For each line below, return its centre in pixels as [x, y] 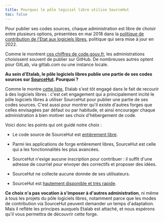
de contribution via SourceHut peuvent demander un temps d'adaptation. [80, 203]
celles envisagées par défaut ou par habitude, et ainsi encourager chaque [80, 110]
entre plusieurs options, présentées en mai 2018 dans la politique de [75, 34]
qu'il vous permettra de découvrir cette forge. [52, 214]
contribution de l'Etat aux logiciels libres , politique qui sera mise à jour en [80, 39]
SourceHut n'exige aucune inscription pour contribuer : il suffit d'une [82, 159]
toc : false [16, 14]
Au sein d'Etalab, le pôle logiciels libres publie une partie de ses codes [79, 74]
